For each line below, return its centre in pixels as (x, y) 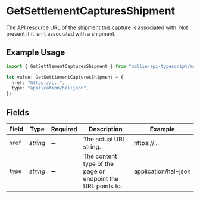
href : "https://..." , (38, 83)
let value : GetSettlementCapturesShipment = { (65, 77)
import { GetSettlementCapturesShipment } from (66, 66)
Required (64, 129)
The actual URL (104, 139)
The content (100, 156)
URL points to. (103, 186)
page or (94, 171)
